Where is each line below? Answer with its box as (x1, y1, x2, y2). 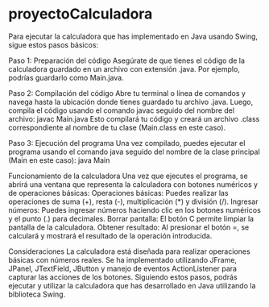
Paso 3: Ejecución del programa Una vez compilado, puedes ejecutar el (8, 138, 246, 147)
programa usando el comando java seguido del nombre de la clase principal (8, 147, 260, 156)
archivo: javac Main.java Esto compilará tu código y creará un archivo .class (8, 114, 260, 123)
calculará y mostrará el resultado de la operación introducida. (8, 230, 213, 240)
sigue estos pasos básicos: (8, 39, 99, 49)
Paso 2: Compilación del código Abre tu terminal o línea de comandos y (8, 88, 246, 97)
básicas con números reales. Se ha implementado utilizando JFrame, (8, 255, 238, 264)
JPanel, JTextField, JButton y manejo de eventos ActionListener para (8, 263, 238, 273)
